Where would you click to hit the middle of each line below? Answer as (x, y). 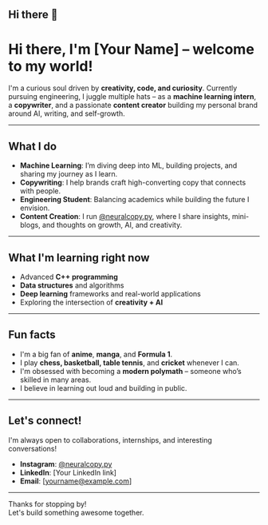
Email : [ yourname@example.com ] (76, 481)
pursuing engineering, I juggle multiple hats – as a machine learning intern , (132, 97)
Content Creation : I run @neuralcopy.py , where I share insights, (125, 217)
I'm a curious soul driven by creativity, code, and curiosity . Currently (123, 88)
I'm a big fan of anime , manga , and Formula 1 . (96, 354)
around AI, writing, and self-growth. (67, 113)
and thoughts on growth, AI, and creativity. (112, 225)
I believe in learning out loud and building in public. (103, 388)
